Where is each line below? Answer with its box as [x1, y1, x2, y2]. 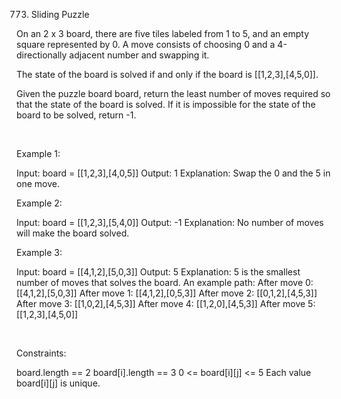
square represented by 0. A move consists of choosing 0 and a [16, 39, 276, 50]
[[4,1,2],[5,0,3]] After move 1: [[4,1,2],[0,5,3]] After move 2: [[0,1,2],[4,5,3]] [16, 287, 318, 299]
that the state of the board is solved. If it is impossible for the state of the [16, 99, 316, 110]
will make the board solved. [16, 227, 130, 239]
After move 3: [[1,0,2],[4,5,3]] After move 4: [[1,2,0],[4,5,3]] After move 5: [16, 298, 316, 309]
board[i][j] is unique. [16, 377, 101, 389]
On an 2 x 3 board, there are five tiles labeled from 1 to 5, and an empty [16, 28, 310, 39]
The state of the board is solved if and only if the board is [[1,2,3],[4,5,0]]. [16, 69, 319, 80]
